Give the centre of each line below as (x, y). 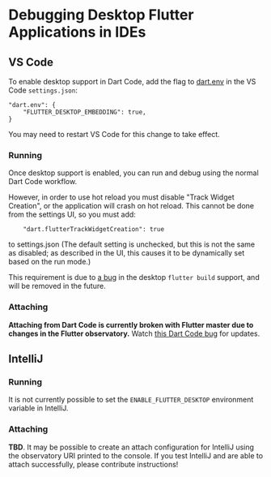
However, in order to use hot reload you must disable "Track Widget (121, 197)
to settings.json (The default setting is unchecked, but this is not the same (132, 244)
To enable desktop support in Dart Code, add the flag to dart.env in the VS (132, 82)
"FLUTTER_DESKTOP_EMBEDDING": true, (85, 112)
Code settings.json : (43, 90)
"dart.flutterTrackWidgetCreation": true (93, 230)
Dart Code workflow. (43, 182)
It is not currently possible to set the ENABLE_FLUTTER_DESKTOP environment (131, 400)
